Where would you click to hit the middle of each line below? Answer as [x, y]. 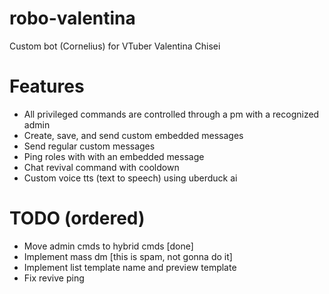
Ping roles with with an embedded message [114, 156]
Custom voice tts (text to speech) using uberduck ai [130, 178]
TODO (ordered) [77, 218]
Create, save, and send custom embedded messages [133, 135]
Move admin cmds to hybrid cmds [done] [108, 246]
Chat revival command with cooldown [101, 167]
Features [47, 86]
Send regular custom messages [89, 146]
